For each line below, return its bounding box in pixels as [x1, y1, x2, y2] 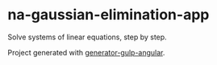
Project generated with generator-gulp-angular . [7, 47, 165, 57]
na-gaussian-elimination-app [7, 6, 210, 24]
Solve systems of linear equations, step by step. [7, 32, 167, 42]
